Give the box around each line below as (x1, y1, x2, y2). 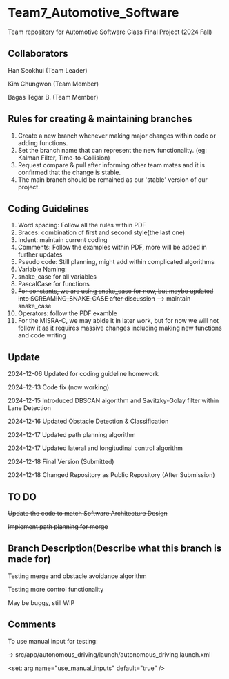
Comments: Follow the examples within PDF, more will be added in (17, 243, 208, 252)
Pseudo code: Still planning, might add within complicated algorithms (17, 258, 215, 266)
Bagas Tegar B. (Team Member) (8, 93, 99, 101)
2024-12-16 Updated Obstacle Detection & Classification (8, 417, 169, 426)
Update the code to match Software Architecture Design (8, 510, 168, 517)
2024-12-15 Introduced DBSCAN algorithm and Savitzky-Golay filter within (8, 396, 219, 405)
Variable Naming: (17, 265, 68, 274)
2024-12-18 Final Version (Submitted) (8, 458, 114, 466)
